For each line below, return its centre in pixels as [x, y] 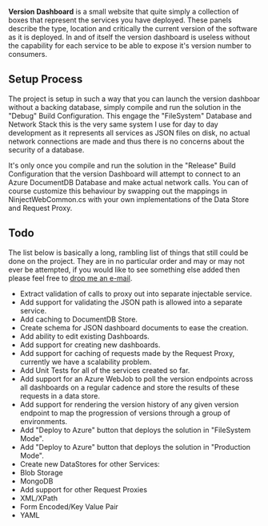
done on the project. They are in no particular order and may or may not [127, 261]
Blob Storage [41, 472]
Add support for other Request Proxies [84, 489]
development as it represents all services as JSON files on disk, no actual [129, 132]
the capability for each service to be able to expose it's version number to [130, 46]
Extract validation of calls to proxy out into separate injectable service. [136, 293]
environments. [44, 421]
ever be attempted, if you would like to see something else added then [124, 269]
